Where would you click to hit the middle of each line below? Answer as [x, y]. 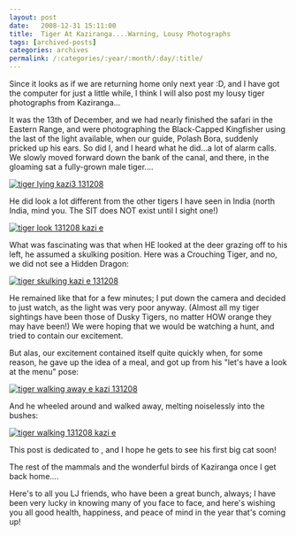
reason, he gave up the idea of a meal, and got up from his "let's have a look [148, 362]
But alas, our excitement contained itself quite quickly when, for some [136, 353]
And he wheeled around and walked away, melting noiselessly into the [137, 406]
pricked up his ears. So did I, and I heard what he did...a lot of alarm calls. [143, 148]
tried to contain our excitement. [66, 336]
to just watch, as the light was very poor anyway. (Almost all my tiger [134, 307]
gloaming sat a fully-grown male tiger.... [81, 167]
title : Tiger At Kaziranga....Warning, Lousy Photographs [120, 34]
